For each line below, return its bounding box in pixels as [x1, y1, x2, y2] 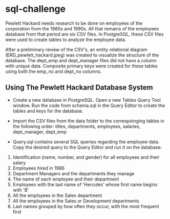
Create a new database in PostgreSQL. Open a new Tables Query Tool [12, 97, 161, 103]
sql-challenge [5, 3, 66, 15]
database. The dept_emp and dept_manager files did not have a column [5, 57, 157, 63]
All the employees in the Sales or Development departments [12, 197, 139, 204]
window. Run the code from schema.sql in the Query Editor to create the [12, 102, 165, 108]
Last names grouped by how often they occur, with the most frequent [12, 203, 159, 209]
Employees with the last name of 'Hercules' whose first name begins [12, 181, 158, 188]
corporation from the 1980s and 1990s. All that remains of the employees [5, 25, 159, 31]
